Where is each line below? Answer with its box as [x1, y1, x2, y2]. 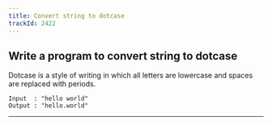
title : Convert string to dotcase [8, 11, 125, 20]
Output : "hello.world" [8, 102, 89, 110]
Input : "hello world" [8, 94, 89, 103]
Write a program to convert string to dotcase [8, 49, 238, 63]
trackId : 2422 [8, 19, 57, 27]
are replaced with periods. [8, 79, 96, 89]
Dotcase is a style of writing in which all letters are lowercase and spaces [8, 70, 253, 81]
